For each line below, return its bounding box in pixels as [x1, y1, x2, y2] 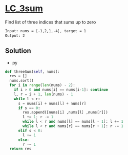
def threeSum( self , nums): [5, 69, 60, 74]
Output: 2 [5, 33, 25, 38]
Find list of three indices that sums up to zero [5, 19, 96, 25]
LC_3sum [5, 3, 43, 14]
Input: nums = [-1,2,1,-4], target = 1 [5, 28, 86, 33]
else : [18, 137, 29, 142]
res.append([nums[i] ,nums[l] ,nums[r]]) [22, 110, 108, 115]
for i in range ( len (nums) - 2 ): [9, 83, 76, 88]
